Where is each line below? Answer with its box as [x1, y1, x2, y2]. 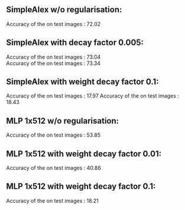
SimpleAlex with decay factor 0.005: [6, 38, 144, 48]
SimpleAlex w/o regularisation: [6, 5, 122, 15]
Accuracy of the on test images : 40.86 [6, 164, 102, 172]
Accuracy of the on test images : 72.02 [6, 20, 101, 27]
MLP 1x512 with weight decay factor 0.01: [6, 148, 161, 159]
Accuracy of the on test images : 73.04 [6, 53, 101, 60]
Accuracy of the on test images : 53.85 [6, 131, 101, 138]
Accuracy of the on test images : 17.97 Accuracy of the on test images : [6, 92, 179, 99]
